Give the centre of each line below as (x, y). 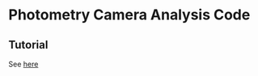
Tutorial (28, 45)
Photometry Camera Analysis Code (129, 15)
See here (23, 64)
